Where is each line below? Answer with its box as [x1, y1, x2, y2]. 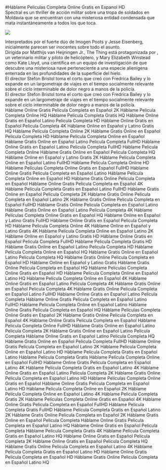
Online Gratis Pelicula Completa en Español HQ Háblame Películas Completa [5, 307, 161, 313]
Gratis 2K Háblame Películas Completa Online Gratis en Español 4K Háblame [5, 396, 161, 402]
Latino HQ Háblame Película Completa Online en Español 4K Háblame [5, 276, 147, 281]
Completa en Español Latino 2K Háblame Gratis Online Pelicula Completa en [5, 196, 161, 202]
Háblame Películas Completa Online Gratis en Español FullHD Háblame [5, 165, 149, 171]
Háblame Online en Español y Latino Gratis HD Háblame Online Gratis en [5, 234, 153, 239]
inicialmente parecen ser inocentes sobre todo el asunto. [5, 44, 121, 50]
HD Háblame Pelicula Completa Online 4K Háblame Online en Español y [5, 223, 151, 229]
